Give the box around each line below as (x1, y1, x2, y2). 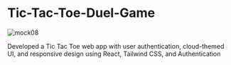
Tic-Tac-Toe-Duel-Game (7, 5, 155, 21)
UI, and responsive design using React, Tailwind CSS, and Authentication (7, 49, 221, 58)
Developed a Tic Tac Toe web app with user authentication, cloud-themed (7, 42, 225, 50)
